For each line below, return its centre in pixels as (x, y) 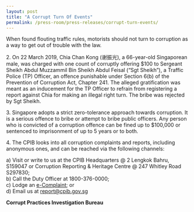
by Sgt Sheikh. (23, 101)
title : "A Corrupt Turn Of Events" (50, 17)
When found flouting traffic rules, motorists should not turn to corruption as (97, 39)
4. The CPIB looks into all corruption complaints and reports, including (91, 143)
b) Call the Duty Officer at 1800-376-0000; (58, 179)
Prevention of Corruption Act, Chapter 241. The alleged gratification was (93, 83)
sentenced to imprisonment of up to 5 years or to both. (72, 131)
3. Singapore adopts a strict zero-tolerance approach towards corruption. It (97, 112)
